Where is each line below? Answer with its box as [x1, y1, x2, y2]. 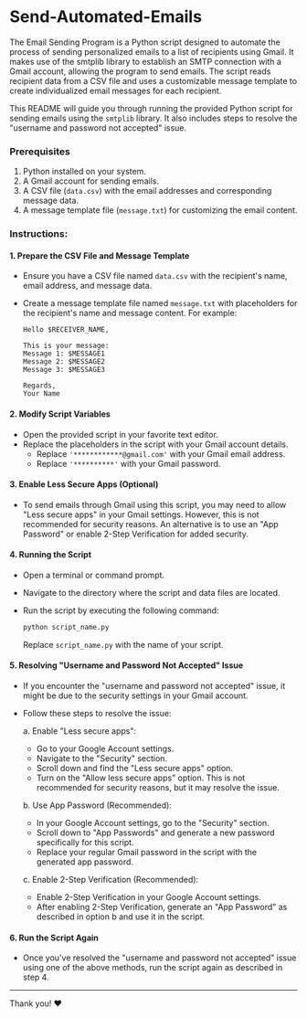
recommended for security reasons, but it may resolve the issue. [36, 782, 281, 793]
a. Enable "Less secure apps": [22, 726, 137, 737]
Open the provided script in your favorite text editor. [22, 429, 219, 440]
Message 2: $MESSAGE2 [22, 357, 105, 366]
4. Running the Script [9, 549, 92, 560]
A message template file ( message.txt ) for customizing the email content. [22, 205, 298, 216]
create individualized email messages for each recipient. [9, 85, 222, 96]
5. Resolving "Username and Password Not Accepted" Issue [9, 660, 244, 671]
